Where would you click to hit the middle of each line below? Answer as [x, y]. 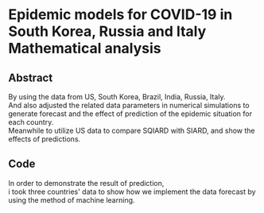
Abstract [31, 77]
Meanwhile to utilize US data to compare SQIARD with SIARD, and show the [132, 130]
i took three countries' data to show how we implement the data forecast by [132, 192]
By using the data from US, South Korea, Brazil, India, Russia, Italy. [117, 97]
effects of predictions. [45, 139]
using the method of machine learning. [72, 199]
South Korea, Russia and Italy [107, 31]
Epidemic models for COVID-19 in [120, 15]
